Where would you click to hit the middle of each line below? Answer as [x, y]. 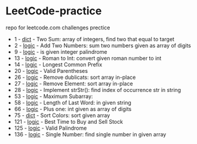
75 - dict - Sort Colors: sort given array [62, 115]
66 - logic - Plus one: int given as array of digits [73, 109]
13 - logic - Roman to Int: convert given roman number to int [88, 58]
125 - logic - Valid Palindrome [50, 128]
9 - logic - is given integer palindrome [61, 51]
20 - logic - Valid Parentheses [51, 71]
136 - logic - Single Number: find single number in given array [90, 134]
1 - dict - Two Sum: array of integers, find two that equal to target [94, 39]
